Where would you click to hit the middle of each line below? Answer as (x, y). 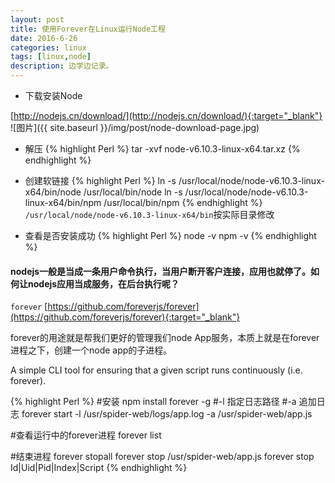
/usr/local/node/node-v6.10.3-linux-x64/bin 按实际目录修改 (149, 214)
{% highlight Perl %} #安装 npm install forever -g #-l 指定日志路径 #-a (153, 402)
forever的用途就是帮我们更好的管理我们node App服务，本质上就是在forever (165, 338)
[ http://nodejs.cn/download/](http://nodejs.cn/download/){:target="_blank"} (166, 115)
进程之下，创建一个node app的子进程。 (91, 350)
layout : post (37, 19)
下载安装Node (53, 95)
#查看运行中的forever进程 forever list (86, 435)
